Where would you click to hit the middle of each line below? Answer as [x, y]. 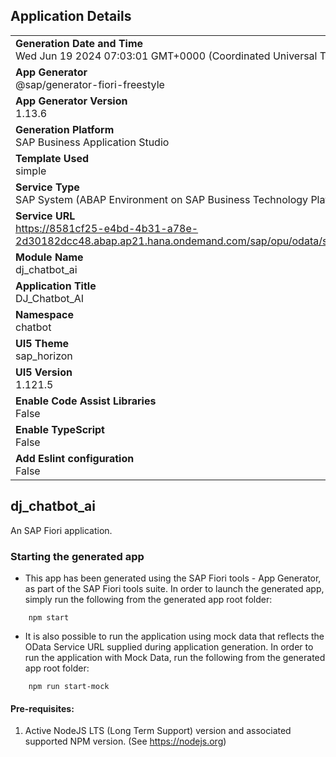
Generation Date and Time [79, 43]
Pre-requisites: [42, 708]
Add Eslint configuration [75, 458]
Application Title [56, 286]
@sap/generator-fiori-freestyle [90, 84]
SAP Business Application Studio [92, 142]
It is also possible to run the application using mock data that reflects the [174, 636]
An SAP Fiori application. [61, 530]
